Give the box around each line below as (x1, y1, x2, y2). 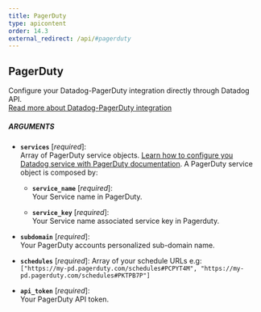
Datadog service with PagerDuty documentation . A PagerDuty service (19, 159, 254, 169)
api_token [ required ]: (19, 286, 90, 296)
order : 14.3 (8, 27, 48, 35)
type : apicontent (8, 19, 67, 27)
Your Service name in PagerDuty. (31, 192, 143, 202)
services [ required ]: (19, 142, 87, 152)
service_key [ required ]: (31, 208, 110, 217)
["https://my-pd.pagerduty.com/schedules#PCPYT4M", (19, 264, 197, 273)
